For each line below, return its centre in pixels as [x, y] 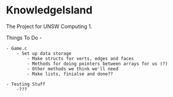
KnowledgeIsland [49, 10]
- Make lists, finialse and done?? [70, 74]
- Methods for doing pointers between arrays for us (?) [97, 64]
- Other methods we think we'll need [73, 69]
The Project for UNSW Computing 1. [49, 26]
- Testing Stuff [26, 84]
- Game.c [17, 48]
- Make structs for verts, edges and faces [80, 58]
